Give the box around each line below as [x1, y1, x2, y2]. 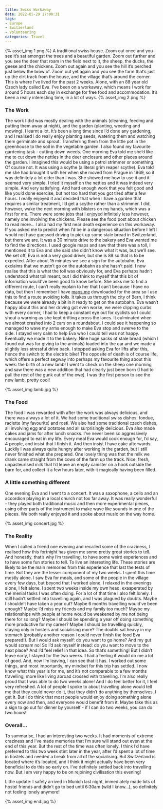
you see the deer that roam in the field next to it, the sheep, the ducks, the [5, 58, 154, 64]
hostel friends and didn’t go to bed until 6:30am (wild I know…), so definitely [5, 784, 158, 790]
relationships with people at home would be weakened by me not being [5, 611, 148, 617]
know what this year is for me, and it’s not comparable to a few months [5, 668, 147, 674]
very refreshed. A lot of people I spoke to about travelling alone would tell [5, 684, 152, 690]
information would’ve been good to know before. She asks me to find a [5, 279, 147, 285]
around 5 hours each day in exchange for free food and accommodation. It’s [5, 89, 158, 95]
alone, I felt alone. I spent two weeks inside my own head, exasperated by [5, 585, 153, 591]
